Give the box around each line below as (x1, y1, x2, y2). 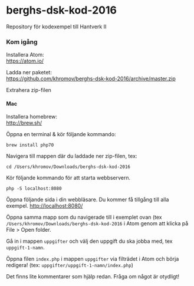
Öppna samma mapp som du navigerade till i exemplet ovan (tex (6, 213, 162, 221)
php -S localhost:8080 (6, 186, 62, 192)
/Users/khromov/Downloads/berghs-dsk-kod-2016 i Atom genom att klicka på (6, 220, 189, 227)
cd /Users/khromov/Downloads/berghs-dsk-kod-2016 (6, 164, 131, 170)
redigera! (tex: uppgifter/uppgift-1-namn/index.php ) (6, 262, 134, 269)
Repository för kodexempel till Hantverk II (6, 23, 107, 30)
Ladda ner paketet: (6, 69, 52, 76)
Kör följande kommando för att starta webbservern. (6, 175, 131, 182)
